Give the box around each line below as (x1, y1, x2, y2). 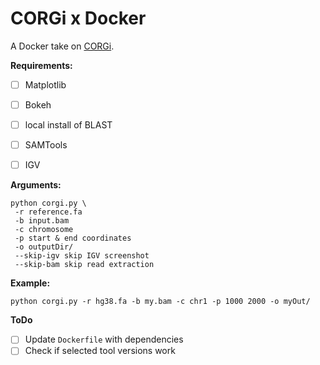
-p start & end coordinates (14, 233, 132, 244)
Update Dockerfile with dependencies (24, 333, 184, 346)
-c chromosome (14, 225, 74, 235)
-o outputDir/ (14, 242, 74, 252)
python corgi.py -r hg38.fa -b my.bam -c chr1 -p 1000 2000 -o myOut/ (10, 297, 311, 307)
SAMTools (24, 139, 68, 151)
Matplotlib (24, 78, 67, 91)
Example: (10, 277, 51, 289)
